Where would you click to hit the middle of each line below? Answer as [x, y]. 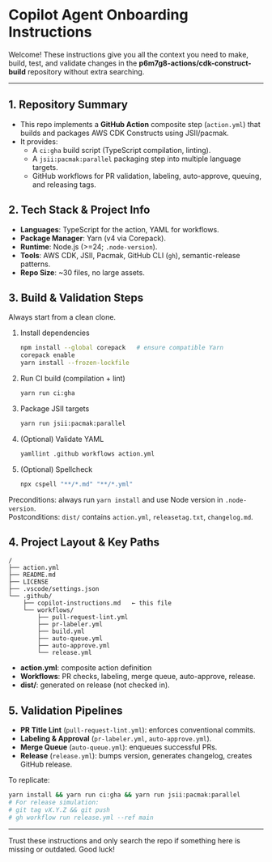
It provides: [39, 141]
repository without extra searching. [86, 71]
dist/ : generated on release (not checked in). [95, 685]
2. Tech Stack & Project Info [79, 210]
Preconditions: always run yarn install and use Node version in [116, 499]
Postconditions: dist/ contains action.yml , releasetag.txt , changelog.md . [131, 516]
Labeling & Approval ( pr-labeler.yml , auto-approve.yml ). [116, 739]
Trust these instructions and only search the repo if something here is [124, 840]
